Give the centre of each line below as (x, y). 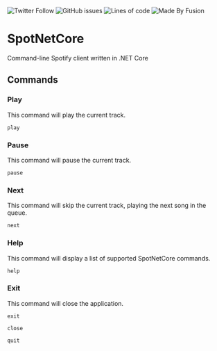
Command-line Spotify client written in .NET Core (78, 58)
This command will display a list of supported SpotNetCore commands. (109, 258)
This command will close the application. (65, 303)
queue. (17, 213)
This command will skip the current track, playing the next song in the (107, 206)
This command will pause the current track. (69, 160)
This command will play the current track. (67, 115)
